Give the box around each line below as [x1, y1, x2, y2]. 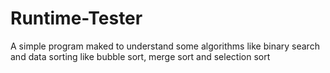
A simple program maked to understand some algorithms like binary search [10, 40, 320, 52]
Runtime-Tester [10, 7, 143, 30]
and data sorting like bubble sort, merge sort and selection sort [10, 50, 271, 62]
